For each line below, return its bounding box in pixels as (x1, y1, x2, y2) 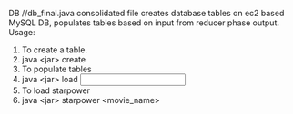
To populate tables (21, 63, 92, 74)
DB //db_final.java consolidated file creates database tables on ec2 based (8, 8, 285, 18)
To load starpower (21, 85, 91, 96)
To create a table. (21, 44, 88, 55)
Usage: (8, 27, 35, 37)
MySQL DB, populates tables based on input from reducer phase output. (8, 17, 279, 28)
